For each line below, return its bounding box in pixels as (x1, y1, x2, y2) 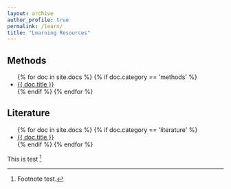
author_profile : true (7, 16, 69, 23)
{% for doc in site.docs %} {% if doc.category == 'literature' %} (16, 125, 198, 134)
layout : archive (7, 10, 54, 17)
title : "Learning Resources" (7, 29, 91, 36)
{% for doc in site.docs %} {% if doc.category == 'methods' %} (16, 73, 197, 81)
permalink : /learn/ (7, 23, 63, 30)
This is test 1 (7, 153, 43, 163)
